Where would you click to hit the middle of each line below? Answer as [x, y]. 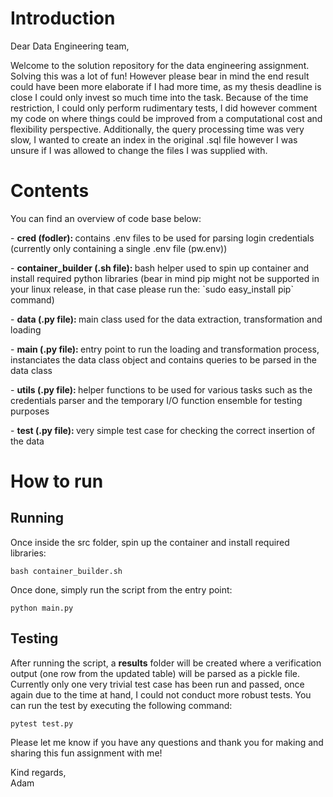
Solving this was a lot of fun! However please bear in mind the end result [160, 76]
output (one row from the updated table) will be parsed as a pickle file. [155, 673]
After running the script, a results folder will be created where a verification [166, 663]
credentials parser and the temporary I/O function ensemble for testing [156, 400]
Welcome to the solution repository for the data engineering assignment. [160, 65]
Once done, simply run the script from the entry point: [121, 589]
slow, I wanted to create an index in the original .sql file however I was [154, 139]
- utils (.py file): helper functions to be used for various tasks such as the [161, 389]
